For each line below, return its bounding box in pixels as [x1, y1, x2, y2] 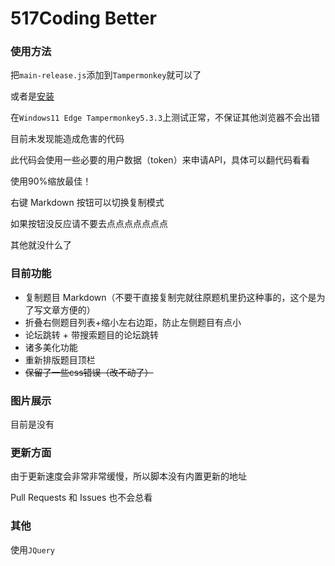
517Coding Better [10, 7, 157, 30]
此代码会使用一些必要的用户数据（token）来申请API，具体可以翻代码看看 [10, 154, 310, 166]
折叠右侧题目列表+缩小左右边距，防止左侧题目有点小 [24, 316, 242, 328]
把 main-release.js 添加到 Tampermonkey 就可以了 [10, 69, 202, 81]
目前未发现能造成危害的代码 [10, 133, 125, 145]
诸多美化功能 [24, 341, 78, 353]
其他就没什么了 [10, 239, 72, 251]
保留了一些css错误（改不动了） [24, 366, 154, 378]
